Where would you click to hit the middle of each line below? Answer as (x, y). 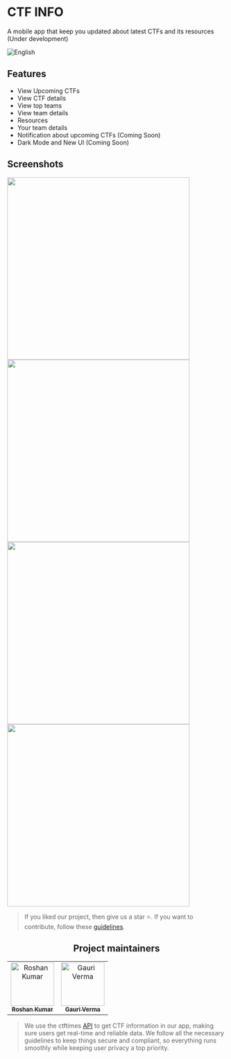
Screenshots (35, 164)
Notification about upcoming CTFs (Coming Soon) (89, 135)
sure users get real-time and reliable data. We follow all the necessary (124, 1033)
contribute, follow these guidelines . (74, 926)
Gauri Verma (83, 1010)
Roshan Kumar (32, 1010)
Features (27, 74)
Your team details (42, 127)
